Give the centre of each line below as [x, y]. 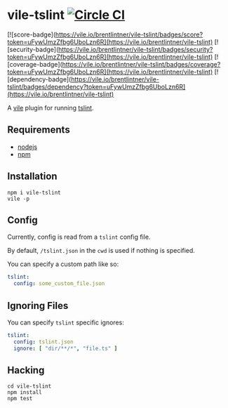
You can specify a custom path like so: [63, 264]
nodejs [27, 147]
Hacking [26, 370]
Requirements [39, 130]
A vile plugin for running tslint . [51, 107]
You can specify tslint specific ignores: [66, 322]
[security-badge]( [33, 49]
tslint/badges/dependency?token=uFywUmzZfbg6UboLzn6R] [96, 86]
